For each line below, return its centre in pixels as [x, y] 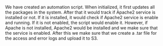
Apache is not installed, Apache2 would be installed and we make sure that [81, 28]
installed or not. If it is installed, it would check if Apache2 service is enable [82, 17]
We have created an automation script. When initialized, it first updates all [80, 7]
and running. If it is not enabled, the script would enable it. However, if [77, 23]
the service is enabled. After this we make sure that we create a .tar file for [81, 33]
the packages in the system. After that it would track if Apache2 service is [80, 12]
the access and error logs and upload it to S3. [52, 38]
